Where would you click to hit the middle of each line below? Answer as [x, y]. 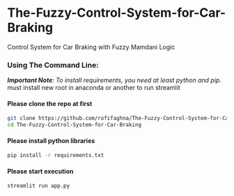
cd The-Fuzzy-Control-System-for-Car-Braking [74, 125]
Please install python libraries [51, 140]
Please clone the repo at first [50, 103]
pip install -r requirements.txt [56, 156]
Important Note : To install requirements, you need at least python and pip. [114, 80]
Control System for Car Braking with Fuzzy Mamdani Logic [91, 47]
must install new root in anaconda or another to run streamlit [94, 88]
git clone [22, 119]
